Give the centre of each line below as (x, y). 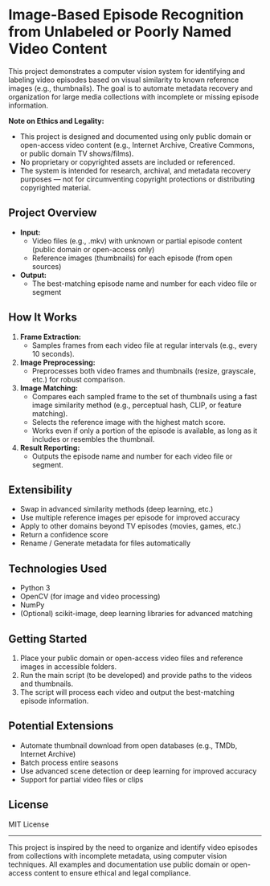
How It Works (43, 318)
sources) (47, 266)
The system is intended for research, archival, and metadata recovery (135, 170)
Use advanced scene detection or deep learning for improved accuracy (138, 771)
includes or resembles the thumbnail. (93, 439)
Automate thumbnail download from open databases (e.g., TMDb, (129, 745)
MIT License (29, 824)
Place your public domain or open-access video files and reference (131, 658)
